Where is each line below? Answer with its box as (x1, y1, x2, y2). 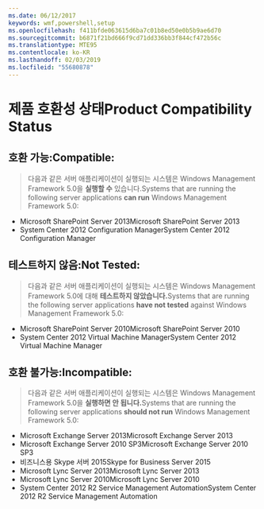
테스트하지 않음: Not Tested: (8, 258, 140, 272)
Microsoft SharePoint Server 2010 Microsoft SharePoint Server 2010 (19, 324, 240, 333)
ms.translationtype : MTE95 (8, 41, 98, 49)
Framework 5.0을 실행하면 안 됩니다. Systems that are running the (27, 398, 236, 408)
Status (8, 117, 53, 135)
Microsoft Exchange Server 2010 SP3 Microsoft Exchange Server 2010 (19, 439, 248, 449)
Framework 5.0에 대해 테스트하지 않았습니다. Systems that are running (27, 291, 250, 301)
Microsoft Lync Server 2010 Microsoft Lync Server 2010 (19, 475, 200, 484)
